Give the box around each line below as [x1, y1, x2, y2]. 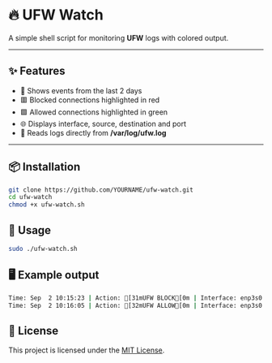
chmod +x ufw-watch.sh [8, 201, 85, 209]
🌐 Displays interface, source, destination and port [19, 119, 187, 128]
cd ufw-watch [8, 193, 53, 201]
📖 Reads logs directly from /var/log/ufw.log [19, 127, 167, 137]
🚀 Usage [8, 223, 51, 237]
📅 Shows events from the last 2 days [19, 85, 142, 95]
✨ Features [8, 64, 66, 78]
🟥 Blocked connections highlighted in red [19, 95, 160, 105]
